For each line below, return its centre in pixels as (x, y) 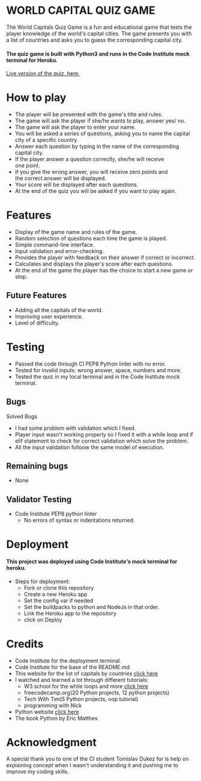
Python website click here (47, 712)
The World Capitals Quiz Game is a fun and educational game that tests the (99, 27)
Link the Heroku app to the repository (70, 613)
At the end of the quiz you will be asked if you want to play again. (95, 191)
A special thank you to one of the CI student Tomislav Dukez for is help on (97, 759)
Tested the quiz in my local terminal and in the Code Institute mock (97, 376)
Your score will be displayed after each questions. (76, 185)
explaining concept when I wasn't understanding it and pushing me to (92, 765)
